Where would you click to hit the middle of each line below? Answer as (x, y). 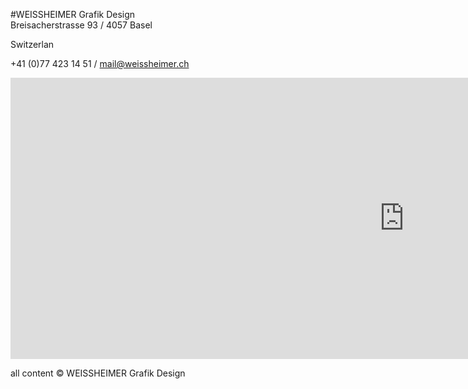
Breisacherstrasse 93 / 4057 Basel (81, 25)
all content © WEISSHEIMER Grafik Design (98, 373)
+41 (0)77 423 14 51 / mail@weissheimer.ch (100, 63)
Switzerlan (32, 44)
